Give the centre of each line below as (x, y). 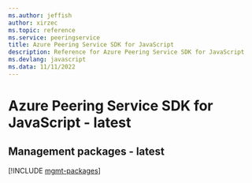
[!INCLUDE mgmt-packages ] (54, 170)
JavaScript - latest (70, 122)
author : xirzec (33, 23)
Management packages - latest (87, 152)
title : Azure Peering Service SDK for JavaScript (91, 45)
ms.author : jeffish (40, 15)
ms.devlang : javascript (47, 60)
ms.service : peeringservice (54, 37)
